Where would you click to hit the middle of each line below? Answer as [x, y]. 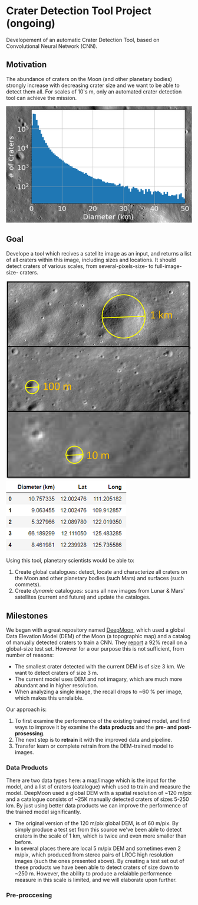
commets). [28, 584]
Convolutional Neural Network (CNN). [52, 46]
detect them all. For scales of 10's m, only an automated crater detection [94, 91]
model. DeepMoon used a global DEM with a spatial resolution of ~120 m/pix [99, 793]
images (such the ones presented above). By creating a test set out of [99, 861]
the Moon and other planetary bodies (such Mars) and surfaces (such [99, 578]
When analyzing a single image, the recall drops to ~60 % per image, [98, 691]
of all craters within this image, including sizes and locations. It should [91, 260]
